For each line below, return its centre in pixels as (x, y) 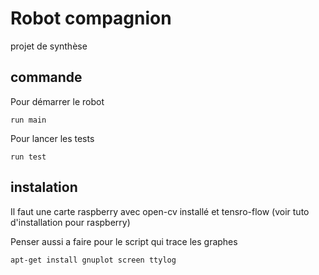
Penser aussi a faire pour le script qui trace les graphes (124, 241)
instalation (44, 187)
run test (28, 157)
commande (46, 77)
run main (28, 120)
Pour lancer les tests (52, 138)
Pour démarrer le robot (57, 101)
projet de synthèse (49, 46)
